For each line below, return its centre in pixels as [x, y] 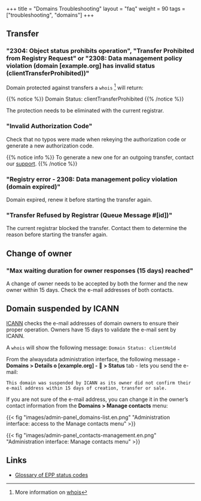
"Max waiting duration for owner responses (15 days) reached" [100, 270]
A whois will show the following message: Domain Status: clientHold [91, 348]
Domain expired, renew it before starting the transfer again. [79, 200]
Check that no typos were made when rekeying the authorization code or [96, 139]
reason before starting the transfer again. [57, 235]
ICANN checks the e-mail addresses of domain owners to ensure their [93, 323]
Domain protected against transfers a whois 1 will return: [75, 87]
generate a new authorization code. [50, 146]
